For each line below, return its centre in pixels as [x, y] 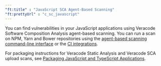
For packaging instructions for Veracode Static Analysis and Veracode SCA [80, 53]
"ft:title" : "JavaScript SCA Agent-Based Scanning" [60, 10]
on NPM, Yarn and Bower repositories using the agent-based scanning [76, 38]
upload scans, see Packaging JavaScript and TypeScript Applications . [76, 58]
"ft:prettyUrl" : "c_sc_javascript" [42, 14]
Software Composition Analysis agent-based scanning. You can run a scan [80, 33]
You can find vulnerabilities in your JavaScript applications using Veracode [80, 28]
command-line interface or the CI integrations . [52, 44]
